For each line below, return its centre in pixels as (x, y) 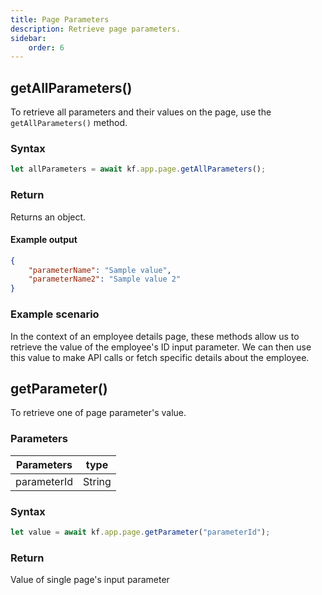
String (97, 481)
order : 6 (46, 47)
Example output (44, 240)
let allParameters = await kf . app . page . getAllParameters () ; (138, 169)
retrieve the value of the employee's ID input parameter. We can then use (161, 347)
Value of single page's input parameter (90, 580)
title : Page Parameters (60, 19)
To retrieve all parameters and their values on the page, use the (141, 112)
